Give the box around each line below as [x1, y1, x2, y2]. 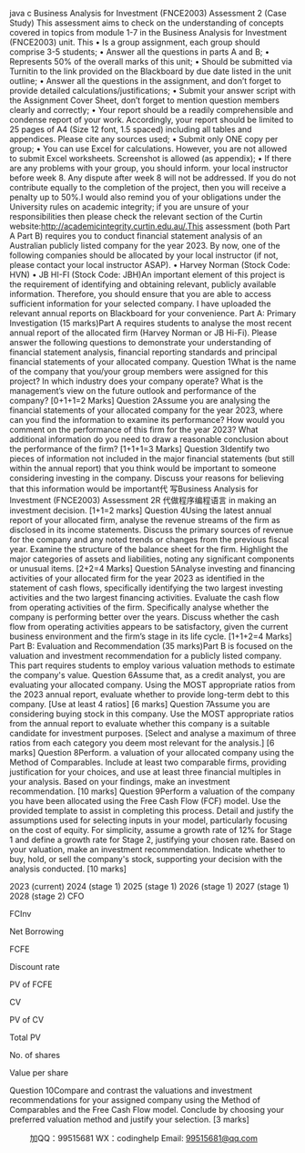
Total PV [9, 1032, 41, 1043]
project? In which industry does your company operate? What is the [9, 376, 264, 386]
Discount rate [9, 962, 61, 972]
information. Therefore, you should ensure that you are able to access [9, 289, 271, 299]
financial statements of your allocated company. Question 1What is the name [9, 356, 297, 367]
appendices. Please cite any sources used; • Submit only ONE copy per [9, 134, 279, 144]
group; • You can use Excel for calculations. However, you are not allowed [9, 143, 288, 154]
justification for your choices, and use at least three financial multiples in [9, 767, 281, 777]
